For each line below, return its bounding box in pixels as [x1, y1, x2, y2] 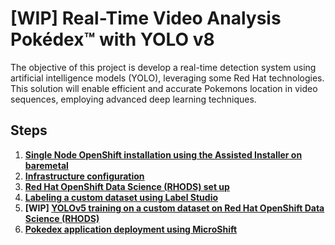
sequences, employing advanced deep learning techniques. [10, 93, 257, 105]
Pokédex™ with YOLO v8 [10, 28, 215, 51]
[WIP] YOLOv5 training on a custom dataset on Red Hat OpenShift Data [24, 202, 325, 214]
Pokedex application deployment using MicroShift [24, 223, 238, 235]
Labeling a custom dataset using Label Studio [24, 191, 219, 203]
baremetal [24, 159, 69, 171]
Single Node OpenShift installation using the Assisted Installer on [24, 148, 303, 161]
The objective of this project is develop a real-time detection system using [10, 61, 317, 73]
